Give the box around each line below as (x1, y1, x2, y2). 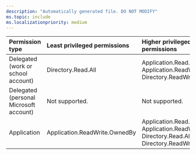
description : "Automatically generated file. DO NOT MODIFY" (6, 8, 158, 15)
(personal (9, 94, 36, 102)
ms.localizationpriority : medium (6, 19, 87, 25)
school (9, 69, 28, 77)
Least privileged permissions (46, 41, 129, 50)
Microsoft (9, 101, 36, 109)
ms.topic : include (6, 14, 51, 20)
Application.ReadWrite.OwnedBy (46, 129, 136, 137)
